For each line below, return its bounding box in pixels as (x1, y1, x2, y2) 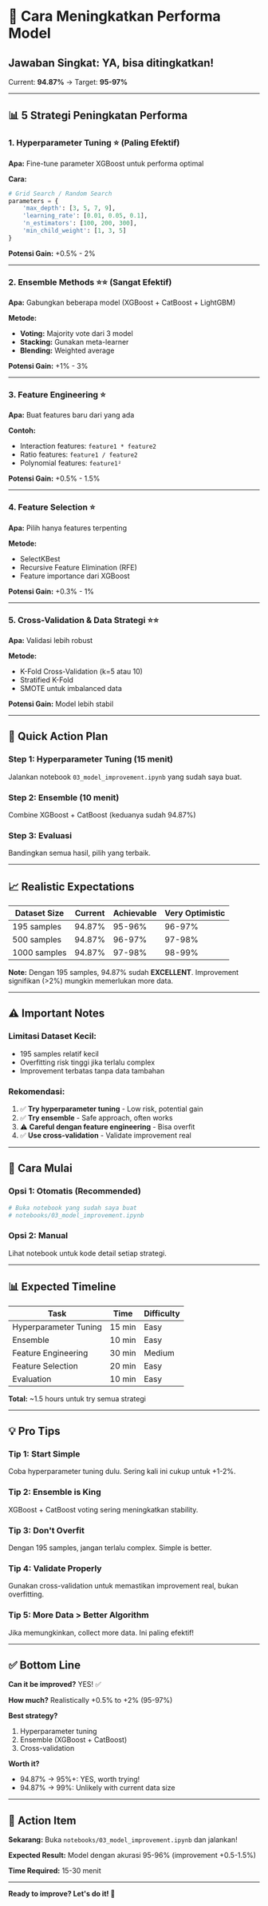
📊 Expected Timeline (8, 1280, 116, 1294)
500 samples (12, 934, 62, 945)
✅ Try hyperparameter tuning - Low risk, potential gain (19, 1104, 203, 1114)
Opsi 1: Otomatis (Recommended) (8, 1185, 141, 1197)
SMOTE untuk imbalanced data (19, 684, 122, 693)
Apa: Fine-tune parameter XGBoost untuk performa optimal (8, 158, 204, 168)
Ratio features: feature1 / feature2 (19, 450, 138, 459)
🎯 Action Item (8, 1813, 77, 1827)
